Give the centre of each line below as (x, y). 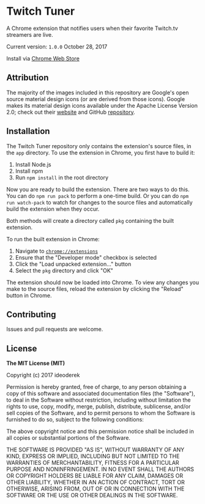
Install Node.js (33, 164)
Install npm (29, 171)
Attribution (28, 78)
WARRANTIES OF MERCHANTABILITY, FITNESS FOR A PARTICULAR (93, 463)
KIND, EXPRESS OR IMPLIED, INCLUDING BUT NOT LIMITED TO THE (93, 456)
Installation (28, 131)
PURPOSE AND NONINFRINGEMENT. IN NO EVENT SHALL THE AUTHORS (100, 469)
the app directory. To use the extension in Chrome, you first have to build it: (101, 152)
